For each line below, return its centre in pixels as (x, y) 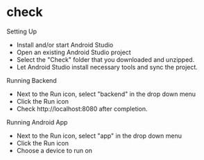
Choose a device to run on (54, 150)
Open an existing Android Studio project (74, 52)
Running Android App (37, 122)
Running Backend (32, 80)
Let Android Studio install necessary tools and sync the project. (107, 67)
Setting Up (22, 31)
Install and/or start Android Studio (65, 45)
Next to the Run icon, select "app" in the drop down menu (99, 136)
